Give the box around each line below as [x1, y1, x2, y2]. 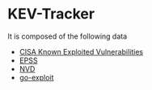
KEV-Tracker [7, 5, 95, 23]
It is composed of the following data [7, 31, 128, 41]
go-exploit [19, 72, 54, 82]
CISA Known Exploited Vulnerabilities [19, 47, 143, 56]
